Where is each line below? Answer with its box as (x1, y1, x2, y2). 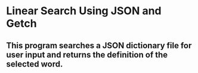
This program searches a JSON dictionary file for (6, 40, 192, 50)
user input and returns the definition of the (6, 49, 168, 60)
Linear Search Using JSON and (6, 4, 162, 18)
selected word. (6, 59, 63, 69)
